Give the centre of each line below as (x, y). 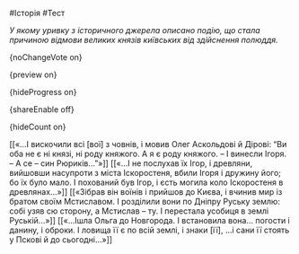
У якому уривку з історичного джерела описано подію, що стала (135, 30)
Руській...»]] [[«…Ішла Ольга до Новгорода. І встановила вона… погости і (149, 220)
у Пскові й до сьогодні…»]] (61, 240)
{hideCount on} (38, 127)
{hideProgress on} (43, 92)
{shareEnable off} (42, 109)
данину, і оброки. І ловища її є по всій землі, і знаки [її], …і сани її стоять (149, 230)
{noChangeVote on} (46, 57)
